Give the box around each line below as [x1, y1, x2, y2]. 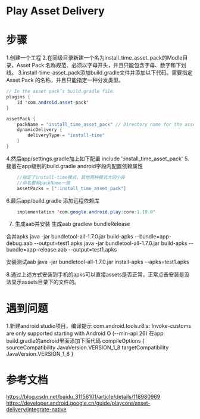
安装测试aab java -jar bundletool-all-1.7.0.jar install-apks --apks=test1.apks [6, 258, 189, 266]
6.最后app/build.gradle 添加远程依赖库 [6, 197, 100, 204]
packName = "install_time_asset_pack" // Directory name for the [17, 121, 183, 128]
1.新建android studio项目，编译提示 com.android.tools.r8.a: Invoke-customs [6, 322, 192, 330]
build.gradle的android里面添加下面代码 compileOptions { [6, 337, 145, 344]
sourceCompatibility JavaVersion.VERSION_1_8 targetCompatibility [6, 344, 169, 351]
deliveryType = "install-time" [27, 132, 105, 138]
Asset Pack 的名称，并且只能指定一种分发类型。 [6, 76, 124, 84]
